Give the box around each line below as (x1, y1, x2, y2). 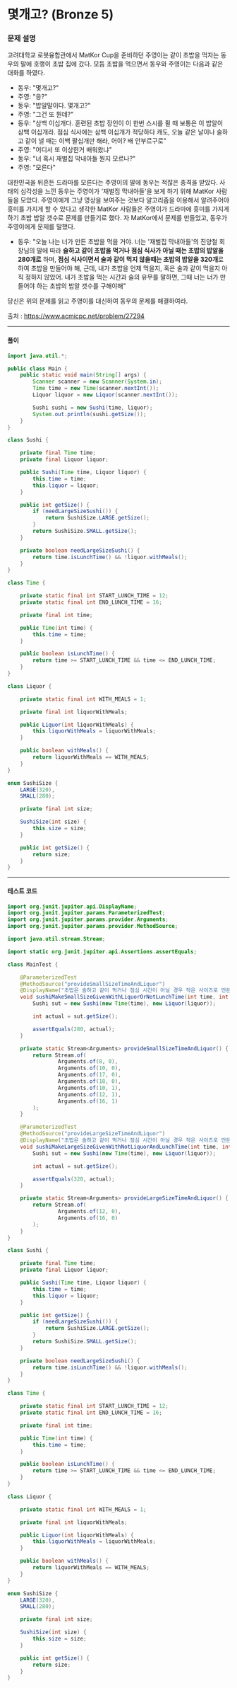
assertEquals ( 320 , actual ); (32, 1176, 115, 1183)
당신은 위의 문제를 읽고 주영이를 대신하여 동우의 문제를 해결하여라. (7, 297, 188, 305)
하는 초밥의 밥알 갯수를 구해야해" (36, 282, 126, 290)
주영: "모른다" (17, 163, 56, 172)
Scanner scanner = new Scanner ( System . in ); (32, 378, 162, 386)
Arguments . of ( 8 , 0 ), (57, 1058, 119, 1065)
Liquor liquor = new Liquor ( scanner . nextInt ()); (32, 391, 178, 398)
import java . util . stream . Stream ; (7, 936, 106, 943)
